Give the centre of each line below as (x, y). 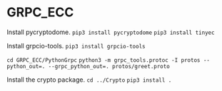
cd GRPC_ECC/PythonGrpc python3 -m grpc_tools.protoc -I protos (104, 60)
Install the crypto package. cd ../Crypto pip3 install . (89, 80)
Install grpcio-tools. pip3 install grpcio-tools (76, 45)
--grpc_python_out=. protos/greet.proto (109, 66)
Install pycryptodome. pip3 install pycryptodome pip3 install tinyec (111, 32)
